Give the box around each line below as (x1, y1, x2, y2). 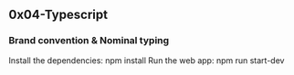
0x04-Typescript (8, 7, 109, 23)
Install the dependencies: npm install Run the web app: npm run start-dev (8, 54, 285, 66)
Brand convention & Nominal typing (8, 34, 170, 47)
